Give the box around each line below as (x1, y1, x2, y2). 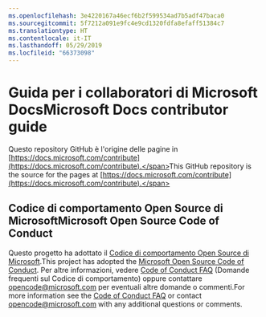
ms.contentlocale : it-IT (8, 34, 92, 43)
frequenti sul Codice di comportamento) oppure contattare (8, 274, 203, 283)
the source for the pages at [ (8, 169, 103, 179)
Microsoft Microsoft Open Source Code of (8, 214, 219, 228)
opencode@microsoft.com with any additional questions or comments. (8, 299, 243, 309)
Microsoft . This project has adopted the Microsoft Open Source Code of (8, 256, 244, 266)
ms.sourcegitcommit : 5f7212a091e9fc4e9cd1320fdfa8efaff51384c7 (8, 19, 225, 27)
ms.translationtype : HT (8, 26, 88, 35)
